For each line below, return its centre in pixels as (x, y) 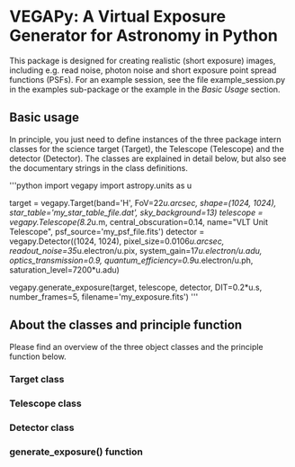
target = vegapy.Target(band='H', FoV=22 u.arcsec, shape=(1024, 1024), (143, 202)
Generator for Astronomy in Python (144, 36)
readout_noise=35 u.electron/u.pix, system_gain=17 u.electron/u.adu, (136, 250)
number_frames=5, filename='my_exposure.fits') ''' (104, 296)
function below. (38, 356)
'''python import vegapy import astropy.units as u (101, 185)
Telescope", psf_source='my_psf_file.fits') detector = (107, 231)
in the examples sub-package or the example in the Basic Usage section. (145, 89)
